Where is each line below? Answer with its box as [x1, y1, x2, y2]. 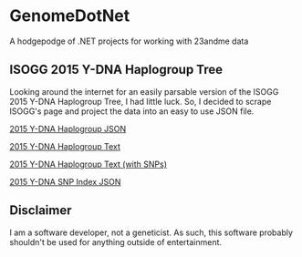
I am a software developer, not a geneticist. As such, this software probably [9, 227, 294, 238]
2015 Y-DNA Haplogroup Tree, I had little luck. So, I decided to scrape [9, 96, 272, 107]
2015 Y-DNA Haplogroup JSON [9, 123, 127, 134]
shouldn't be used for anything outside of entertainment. [9, 236, 222, 247]
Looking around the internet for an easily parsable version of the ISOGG [9, 86, 279, 97]
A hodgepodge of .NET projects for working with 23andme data [9, 36, 249, 46]
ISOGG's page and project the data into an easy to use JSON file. [9, 106, 255, 117]
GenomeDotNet [9, 5, 130, 26]
